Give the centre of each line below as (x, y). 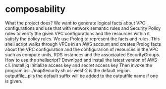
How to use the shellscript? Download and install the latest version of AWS (81, 60)
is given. (14, 81)
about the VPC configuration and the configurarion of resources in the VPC (82, 49)
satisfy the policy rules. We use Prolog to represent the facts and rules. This (83, 39)
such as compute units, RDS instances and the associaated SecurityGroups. (83, 54)
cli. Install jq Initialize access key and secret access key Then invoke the (79, 65)
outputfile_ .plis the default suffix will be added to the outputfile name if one (82, 76)
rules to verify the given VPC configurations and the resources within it (78, 33)
